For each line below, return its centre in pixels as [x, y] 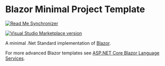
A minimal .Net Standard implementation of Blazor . [58, 43]
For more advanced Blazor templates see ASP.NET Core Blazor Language [82, 53]
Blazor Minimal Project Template [75, 9]
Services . [15, 58]
